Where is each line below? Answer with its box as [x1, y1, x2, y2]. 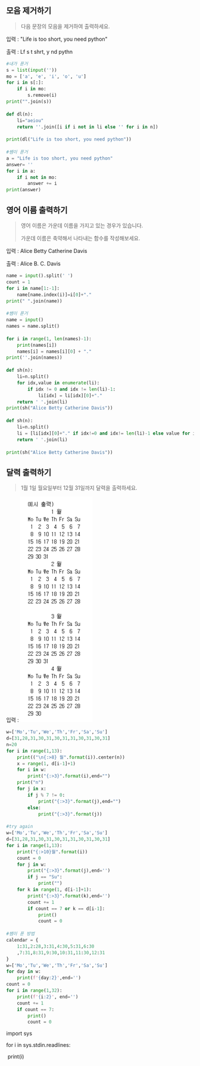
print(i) [7, 1053, 24, 1060]
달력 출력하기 [6, 467, 52, 477]
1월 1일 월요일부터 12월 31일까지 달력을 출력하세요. [20, 484, 138, 491]
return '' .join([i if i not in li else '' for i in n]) [17, 124, 159, 130]
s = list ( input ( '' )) [6, 67, 58, 73]
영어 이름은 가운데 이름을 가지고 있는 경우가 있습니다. [20, 222, 143, 229]
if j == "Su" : [27, 874, 62, 880]
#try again [6, 824, 33, 830]
